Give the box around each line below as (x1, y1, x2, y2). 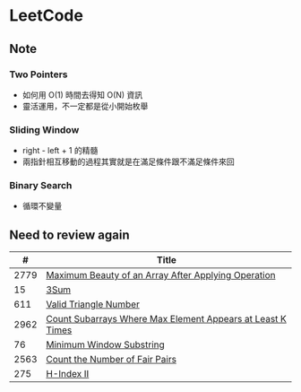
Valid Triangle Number (46, 298, 141, 310)
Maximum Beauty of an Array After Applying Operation (46, 269, 276, 282)
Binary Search (9, 179, 73, 192)
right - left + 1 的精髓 (21, 145, 99, 156)
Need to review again (9, 227, 130, 242)
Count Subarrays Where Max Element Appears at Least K (46, 313, 287, 326)
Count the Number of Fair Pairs (46, 353, 177, 366)
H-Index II (46, 368, 90, 380)
